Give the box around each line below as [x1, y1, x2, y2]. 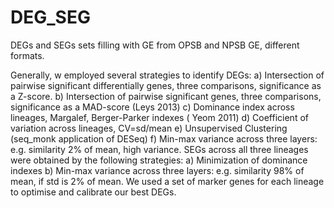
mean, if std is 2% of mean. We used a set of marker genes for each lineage [10, 175, 325, 187]
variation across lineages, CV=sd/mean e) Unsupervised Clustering [10, 122, 288, 134]
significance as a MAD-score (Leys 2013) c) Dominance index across [10, 101, 295, 113]
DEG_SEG [10, 6, 91, 29]
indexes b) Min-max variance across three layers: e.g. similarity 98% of [10, 164, 305, 176]
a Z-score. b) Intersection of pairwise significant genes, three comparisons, [10, 90, 322, 102]
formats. [10, 49, 45, 61]
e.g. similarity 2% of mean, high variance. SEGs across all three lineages [10, 143, 309, 155]
